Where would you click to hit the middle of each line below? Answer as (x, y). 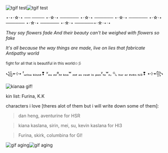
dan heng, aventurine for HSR (49, 116)
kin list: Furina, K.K (25, 96)
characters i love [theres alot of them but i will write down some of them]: (82, 106)
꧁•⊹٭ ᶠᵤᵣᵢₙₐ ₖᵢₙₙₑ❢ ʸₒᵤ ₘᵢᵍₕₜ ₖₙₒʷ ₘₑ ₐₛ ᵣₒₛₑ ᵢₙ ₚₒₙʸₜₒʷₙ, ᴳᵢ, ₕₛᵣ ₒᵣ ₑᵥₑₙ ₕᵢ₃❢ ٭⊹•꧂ (85, 73)
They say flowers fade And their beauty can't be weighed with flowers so (82, 33)
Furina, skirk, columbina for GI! (50, 135)
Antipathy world (23, 53)
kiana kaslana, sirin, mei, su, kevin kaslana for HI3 (70, 125)
